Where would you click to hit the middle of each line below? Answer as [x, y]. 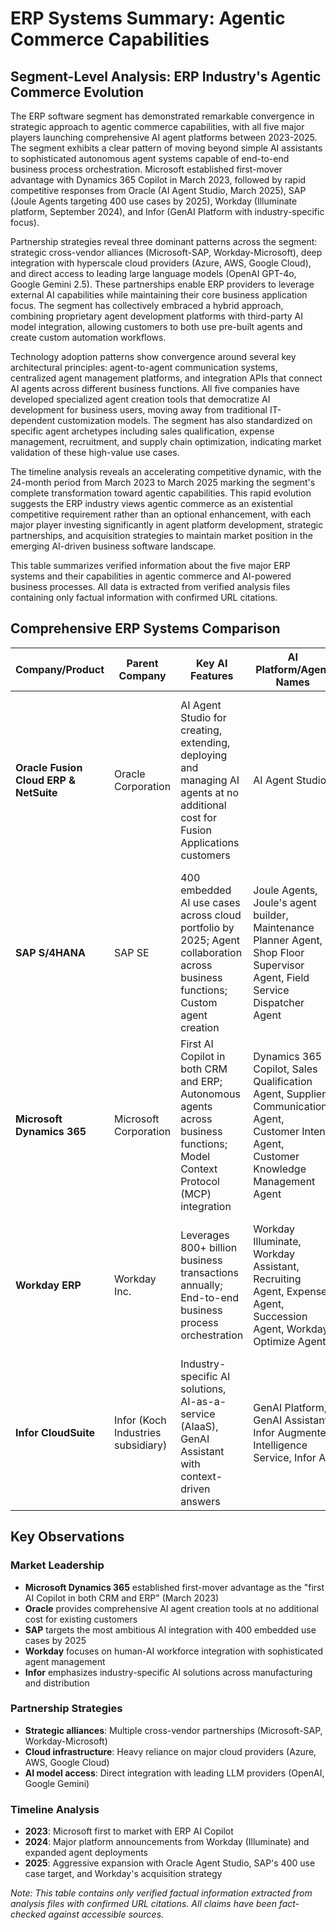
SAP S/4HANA [50, 952]
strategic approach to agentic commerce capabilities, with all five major [157, 126]
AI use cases [210, 902]
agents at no [210, 792]
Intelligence [280, 1445]
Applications [210, 842]
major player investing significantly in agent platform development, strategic [167, 525]
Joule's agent [285, 902]
